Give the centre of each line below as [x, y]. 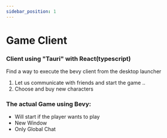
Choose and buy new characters [54, 89]
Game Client [37, 40]
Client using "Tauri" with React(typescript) [69, 58]
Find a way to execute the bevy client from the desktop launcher [84, 71]
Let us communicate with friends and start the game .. [80, 83]
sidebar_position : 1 [31, 11]
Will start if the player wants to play [57, 117]
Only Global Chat [35, 129]
